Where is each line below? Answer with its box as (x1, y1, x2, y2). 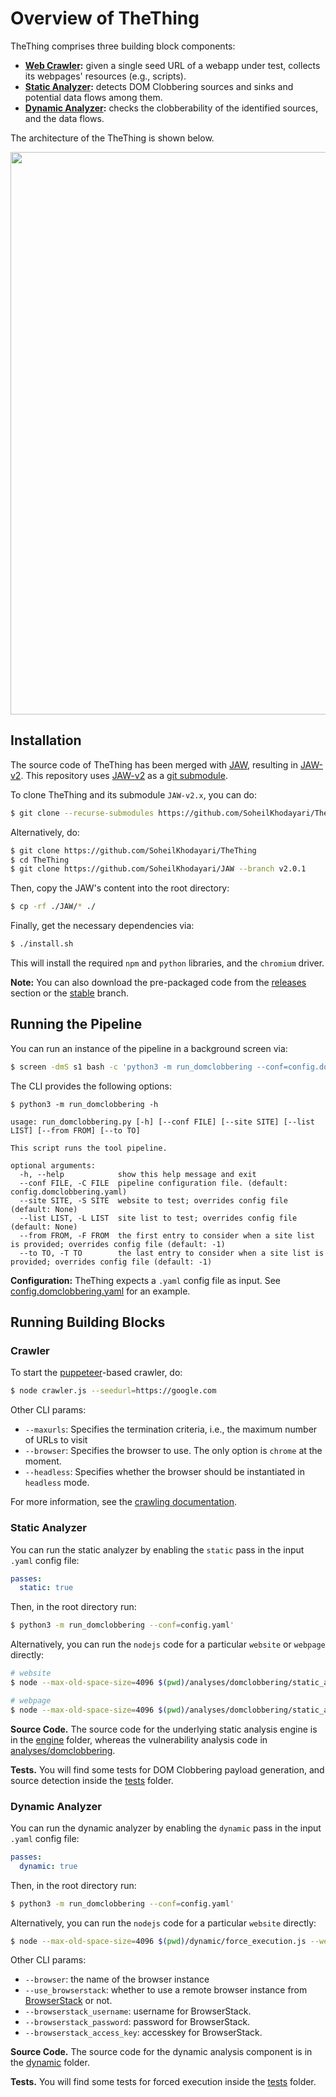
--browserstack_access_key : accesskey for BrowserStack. (24, 2027, 263, 2039)
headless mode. (24, 1477, 90, 1489)
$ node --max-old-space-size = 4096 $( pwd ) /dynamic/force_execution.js (10, 1936, 307, 1946)
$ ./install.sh (10, 939, 74, 949)
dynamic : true (19, 1861, 78, 1871)
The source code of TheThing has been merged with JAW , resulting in (10, 758, 298, 771)
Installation (10, 732, 82, 749)
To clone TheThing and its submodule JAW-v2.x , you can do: (10, 788, 258, 801)
